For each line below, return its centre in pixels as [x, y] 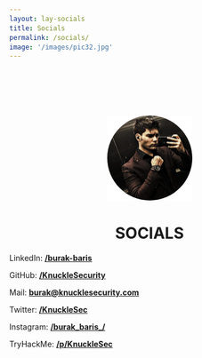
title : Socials [37, 28]
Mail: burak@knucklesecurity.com [74, 292]
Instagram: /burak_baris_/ [57, 327]
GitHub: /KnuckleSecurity [57, 275]
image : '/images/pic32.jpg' [61, 47]
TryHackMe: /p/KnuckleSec [61, 344]
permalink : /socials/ [49, 37]
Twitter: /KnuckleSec [48, 310]
